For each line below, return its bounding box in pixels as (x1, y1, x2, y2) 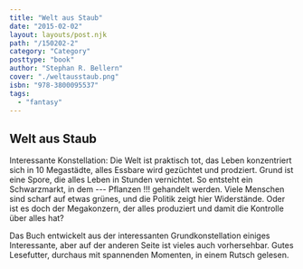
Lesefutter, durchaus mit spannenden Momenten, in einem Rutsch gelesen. (9, 250, 289, 261)
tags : (9, 89, 30, 98)
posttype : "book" (9, 55, 75, 64)
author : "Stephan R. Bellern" (9, 64, 124, 73)
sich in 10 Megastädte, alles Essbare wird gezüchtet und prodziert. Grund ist (9, 165, 294, 176)
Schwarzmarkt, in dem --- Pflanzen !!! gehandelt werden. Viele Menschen (9, 184, 285, 195)
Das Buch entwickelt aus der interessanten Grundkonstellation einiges (9, 230, 270, 241)
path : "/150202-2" (9, 38, 79, 48)
